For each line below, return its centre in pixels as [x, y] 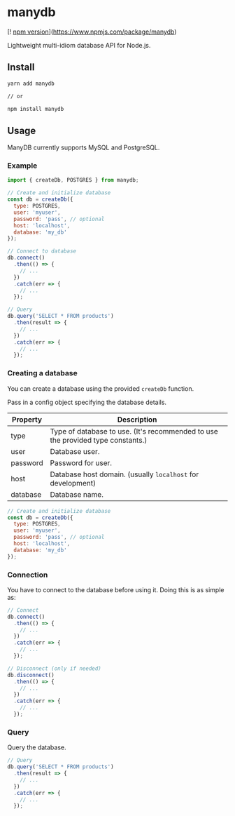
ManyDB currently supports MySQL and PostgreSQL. [84, 147]
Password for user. [81, 462]
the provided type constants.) [99, 440]
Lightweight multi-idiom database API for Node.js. [79, 45]
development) [73, 483]
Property [27, 420]
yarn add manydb [31, 83]
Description [137, 420]
